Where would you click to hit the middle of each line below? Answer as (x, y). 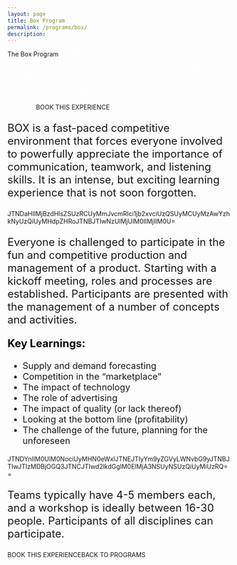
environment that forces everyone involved (115, 141)
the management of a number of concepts (114, 307)
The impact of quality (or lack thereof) (102, 409)
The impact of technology (77, 387)
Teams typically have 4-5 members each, (111, 495)
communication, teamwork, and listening (109, 167)
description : (27, 34)
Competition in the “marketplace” (92, 377)
